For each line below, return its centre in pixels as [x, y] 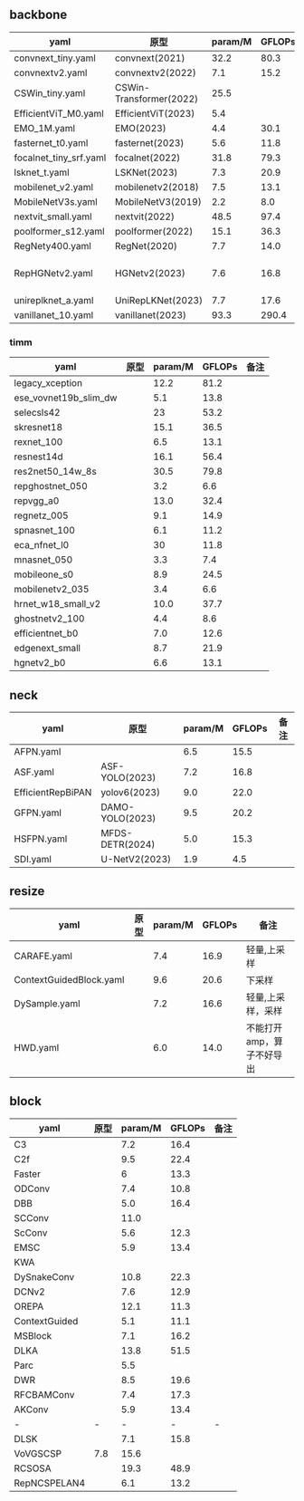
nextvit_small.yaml [53, 216]
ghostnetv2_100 [49, 619]
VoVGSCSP [38, 1453]
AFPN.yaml [38, 751]
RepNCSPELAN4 [50, 1483]
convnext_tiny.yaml [55, 58]
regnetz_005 [42, 515]
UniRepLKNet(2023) [159, 300]
